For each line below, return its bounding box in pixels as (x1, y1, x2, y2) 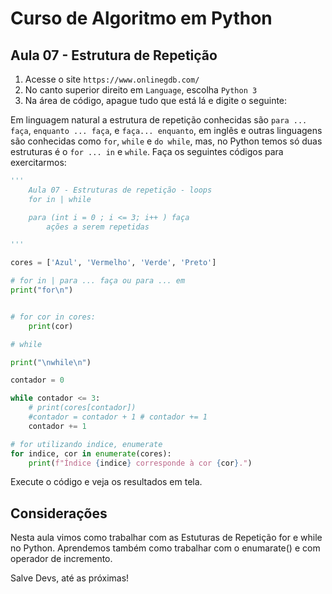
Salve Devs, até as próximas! (10, 572, 130, 584)
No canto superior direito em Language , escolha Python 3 (24, 84, 258, 96)
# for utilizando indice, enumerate (10, 439, 163, 449)
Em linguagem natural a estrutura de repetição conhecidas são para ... (10, 114, 308, 126)
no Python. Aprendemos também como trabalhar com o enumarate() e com (10, 542, 321, 554)
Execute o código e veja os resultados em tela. (10, 476, 203, 488)
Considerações (10, 505, 108, 522)
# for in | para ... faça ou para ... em (10, 276, 186, 286)
